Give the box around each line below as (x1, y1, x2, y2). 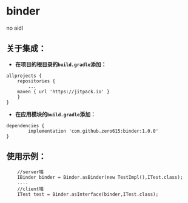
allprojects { (6, 73, 42, 79)
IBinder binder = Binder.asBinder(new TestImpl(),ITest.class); (17, 174, 183, 180)
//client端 (17, 186, 44, 192)
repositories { (17, 78, 56, 84)
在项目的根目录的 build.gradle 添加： (15, 61, 107, 68)
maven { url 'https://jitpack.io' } (17, 88, 110, 95)
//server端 (17, 168, 44, 175)
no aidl (6, 24, 23, 32)
